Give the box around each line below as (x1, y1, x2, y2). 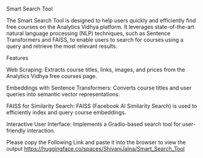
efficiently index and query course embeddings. (6, 109, 126, 116)
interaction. (27, 127, 56, 134)
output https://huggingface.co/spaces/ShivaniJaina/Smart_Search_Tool (6, 145, 185, 152)
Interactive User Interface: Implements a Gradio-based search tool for (6, 120, 181, 128)
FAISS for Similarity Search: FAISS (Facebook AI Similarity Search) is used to (6, 102, 198, 110)
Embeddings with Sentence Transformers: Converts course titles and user (6, 84, 192, 91)
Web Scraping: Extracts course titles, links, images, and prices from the (6, 66, 185, 73)
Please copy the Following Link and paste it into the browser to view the (6, 139, 187, 146)
